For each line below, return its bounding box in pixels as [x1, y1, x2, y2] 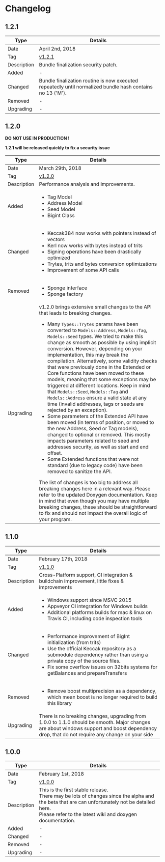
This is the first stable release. [39, 786, 109, 793]
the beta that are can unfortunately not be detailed [39, 799, 155, 806]
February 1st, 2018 [39, 771, 84, 778]
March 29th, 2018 [39, 165, 82, 171]
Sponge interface [47, 284, 87, 291]
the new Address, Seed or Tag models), [47, 425, 138, 432]
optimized [47, 254, 70, 261]
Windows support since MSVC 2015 [47, 596, 132, 603]
